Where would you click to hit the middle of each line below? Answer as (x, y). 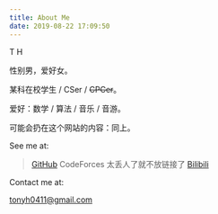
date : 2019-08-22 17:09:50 (60, 26)
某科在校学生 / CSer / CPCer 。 (65, 89)
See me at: (29, 146)
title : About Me (39, 18)
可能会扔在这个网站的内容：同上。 (72, 128)
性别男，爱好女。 (41, 70)
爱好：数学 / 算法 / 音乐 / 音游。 (67, 108)
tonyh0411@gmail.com (51, 200)
